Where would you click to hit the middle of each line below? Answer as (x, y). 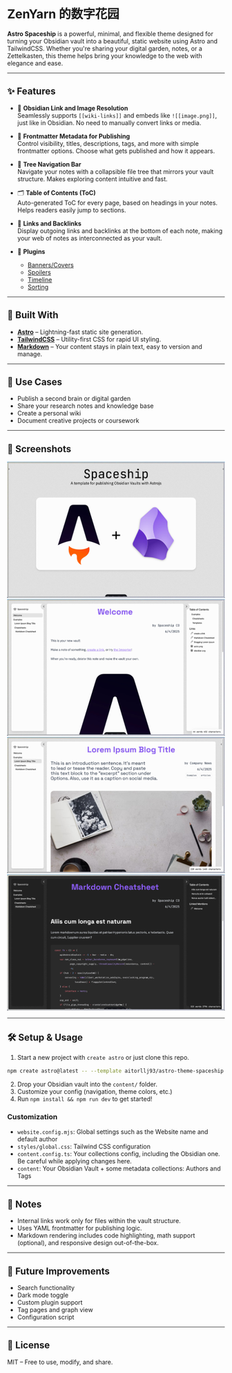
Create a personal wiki (49, 413)
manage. (30, 354)
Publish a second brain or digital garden (74, 399)
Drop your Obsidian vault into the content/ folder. (87, 1084)
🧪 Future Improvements (59, 1271)
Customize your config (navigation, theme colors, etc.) (95, 1092)
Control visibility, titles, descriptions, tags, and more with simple (108, 143)
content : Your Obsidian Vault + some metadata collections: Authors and (119, 1168)
